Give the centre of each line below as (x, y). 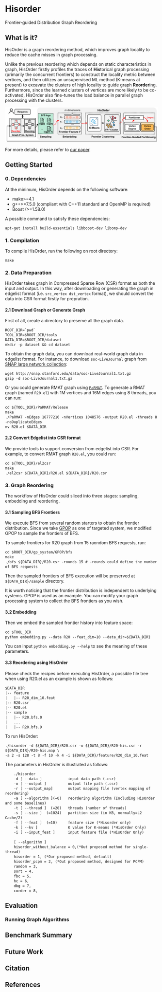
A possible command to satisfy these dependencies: (57, 219)
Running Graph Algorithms (37, 919)
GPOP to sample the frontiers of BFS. (42, 533)
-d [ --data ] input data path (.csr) (65, 779)
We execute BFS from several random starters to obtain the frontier (72, 523)
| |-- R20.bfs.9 (24, 727)
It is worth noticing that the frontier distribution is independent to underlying (81, 590)
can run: (13, 398)
